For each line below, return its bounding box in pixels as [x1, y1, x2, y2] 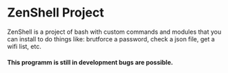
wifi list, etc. [7, 42, 41, 50]
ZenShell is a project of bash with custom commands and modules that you [7, 28, 222, 36]
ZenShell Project [7, 5, 104, 21]
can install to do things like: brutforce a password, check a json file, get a [7, 34, 216, 43]
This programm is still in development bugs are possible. [7, 58, 173, 66]
